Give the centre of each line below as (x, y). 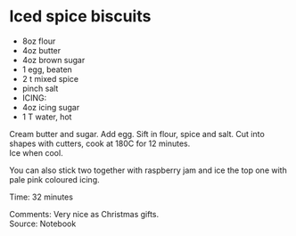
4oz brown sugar (53, 60)
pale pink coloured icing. (54, 179)
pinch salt (40, 88)
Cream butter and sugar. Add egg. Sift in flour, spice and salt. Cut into (137, 134)
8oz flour (39, 41)
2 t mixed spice (50, 78)
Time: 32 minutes (41, 197)
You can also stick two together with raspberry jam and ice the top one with (148, 170)
